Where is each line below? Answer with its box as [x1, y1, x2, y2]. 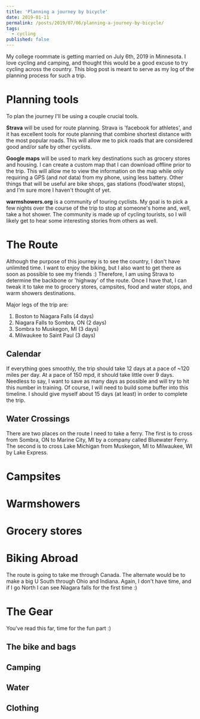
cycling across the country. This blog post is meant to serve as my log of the [6, 66, 195, 72]
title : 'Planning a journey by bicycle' [6, 8, 109, 15]
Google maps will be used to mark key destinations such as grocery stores [6, 155, 190, 162]
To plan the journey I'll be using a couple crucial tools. [6, 112, 139, 119]
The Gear [6, 605, 54, 619]
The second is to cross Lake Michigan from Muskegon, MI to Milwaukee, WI [6, 443, 193, 450]
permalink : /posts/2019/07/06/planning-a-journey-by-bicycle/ [6, 20, 164, 26]
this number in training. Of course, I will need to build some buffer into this [6, 383, 189, 391]
